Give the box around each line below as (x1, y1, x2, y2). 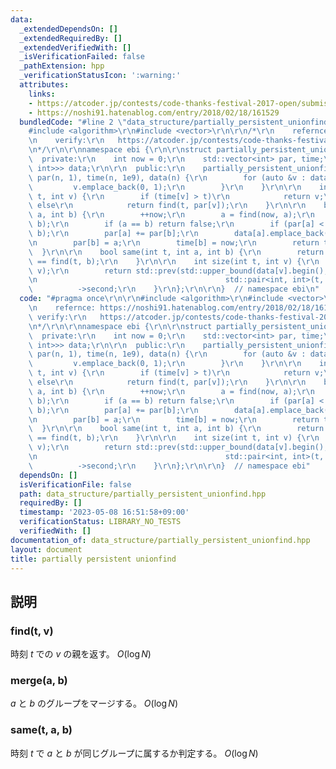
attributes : (19, 80, 70, 90)
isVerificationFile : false (19, 479, 132, 490)
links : (28, 89, 56, 99)
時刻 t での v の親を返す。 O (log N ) (10, 648, 152, 660)
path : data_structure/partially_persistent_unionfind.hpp (19, 489, 267, 499)
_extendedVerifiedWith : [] (19, 42, 132, 53)
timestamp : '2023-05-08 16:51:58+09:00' (19, 507, 190, 518)
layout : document (10, 544, 83, 555)
